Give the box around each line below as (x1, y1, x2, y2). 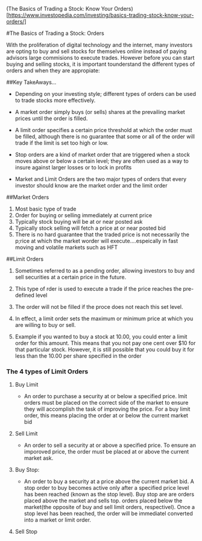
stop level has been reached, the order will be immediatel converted (24, 510, 193, 517)
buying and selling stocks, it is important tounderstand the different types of (6, 60, 195, 68)
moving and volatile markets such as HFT (14, 244, 118, 251)
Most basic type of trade (14, 205, 77, 212)
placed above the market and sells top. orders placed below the (24, 497, 183, 504)
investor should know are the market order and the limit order (14, 182, 168, 189)
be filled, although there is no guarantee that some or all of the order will (14, 133, 195, 140)
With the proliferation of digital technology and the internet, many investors (6, 42, 193, 48)
